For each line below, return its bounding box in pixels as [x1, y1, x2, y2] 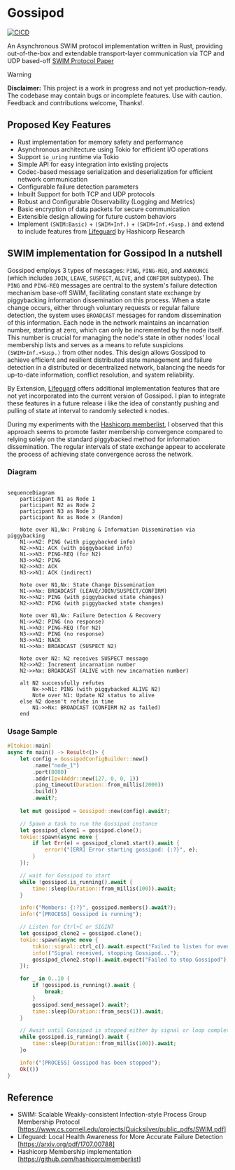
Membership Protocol [17, 1117, 80, 1127]
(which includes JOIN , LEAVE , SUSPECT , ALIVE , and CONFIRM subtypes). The [7, 274, 215, 282]
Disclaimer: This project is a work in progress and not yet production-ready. [7, 83, 227, 92]
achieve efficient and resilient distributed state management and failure [7, 356, 213, 364]
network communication [17, 175, 88, 183]
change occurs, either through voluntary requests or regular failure [7, 303, 200, 311]
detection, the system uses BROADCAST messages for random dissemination [7, 311, 222, 319]
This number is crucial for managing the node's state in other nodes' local [7, 333, 220, 342]
